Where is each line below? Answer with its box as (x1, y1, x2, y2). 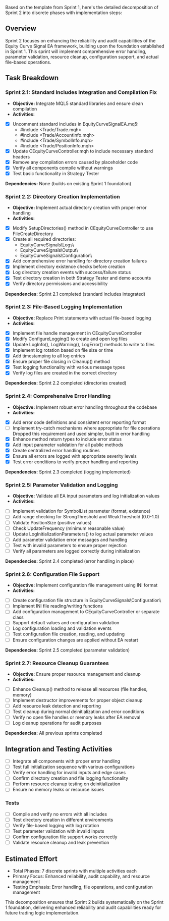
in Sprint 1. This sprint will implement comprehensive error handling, (5, 48, 147, 55)
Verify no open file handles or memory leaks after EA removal (12, 714, 141, 721)
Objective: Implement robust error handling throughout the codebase (12, 404, 157, 410)
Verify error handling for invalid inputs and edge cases (12, 770, 126, 776)
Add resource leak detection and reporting (12, 703, 101, 709)
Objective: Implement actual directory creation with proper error (12, 204, 147, 211)
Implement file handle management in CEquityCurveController (12, 330, 142, 336)
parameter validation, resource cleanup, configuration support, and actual (5, 53, 159, 60)
